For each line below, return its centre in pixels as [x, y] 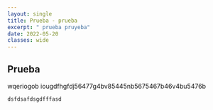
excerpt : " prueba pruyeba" [49, 27]
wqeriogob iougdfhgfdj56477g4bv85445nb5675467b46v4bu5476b [107, 86]
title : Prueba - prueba [43, 21]
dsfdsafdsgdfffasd [34, 99]
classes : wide [28, 40]
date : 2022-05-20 [33, 34]
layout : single [30, 14]
